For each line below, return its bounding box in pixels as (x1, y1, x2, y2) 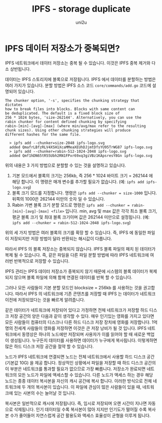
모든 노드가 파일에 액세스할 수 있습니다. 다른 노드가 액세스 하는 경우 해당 (17, 372, 153, 377)
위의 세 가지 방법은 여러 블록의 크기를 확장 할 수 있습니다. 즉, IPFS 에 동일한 (5, 229, 147, 235)
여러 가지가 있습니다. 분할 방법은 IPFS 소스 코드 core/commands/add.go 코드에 (5, 82, 151, 88)
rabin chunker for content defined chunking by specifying (5, 119, 127, 124)
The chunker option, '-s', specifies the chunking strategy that (5, 98, 139, 103)
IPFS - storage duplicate (32, 3, 131, 15)
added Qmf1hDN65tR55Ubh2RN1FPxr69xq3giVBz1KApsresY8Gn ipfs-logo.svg (9, 153, 152, 158)
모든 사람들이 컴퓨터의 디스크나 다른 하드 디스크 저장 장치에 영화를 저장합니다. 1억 (5, 319, 158, 325)
